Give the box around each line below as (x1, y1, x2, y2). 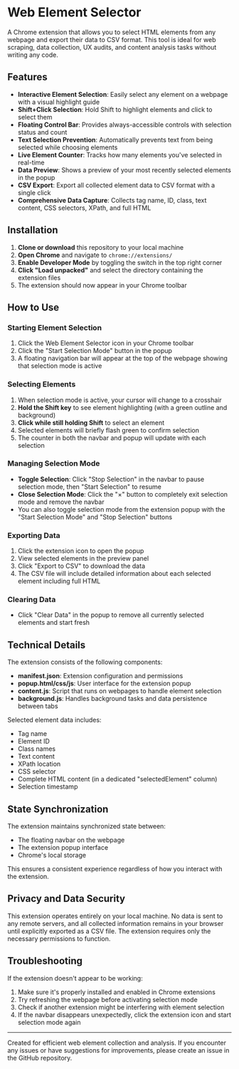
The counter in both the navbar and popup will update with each (17, 433, 206, 442)
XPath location (17, 759, 61, 769)
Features (7, 71, 48, 83)
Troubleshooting (7, 955, 83, 967)
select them (17, 112, 53, 121)
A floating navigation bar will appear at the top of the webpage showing (17, 354, 228, 363)
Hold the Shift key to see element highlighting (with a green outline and (17, 403, 228, 411)
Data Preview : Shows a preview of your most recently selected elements (17, 165, 231, 174)
